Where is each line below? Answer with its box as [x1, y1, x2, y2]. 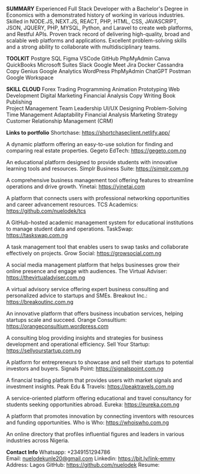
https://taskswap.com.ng [6, 232, 68, 238]
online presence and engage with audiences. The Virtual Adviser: [6, 268, 168, 274]
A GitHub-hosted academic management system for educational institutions [6, 219, 193, 226]
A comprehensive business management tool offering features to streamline [6, 177, 194, 183]
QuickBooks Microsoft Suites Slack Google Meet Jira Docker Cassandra [6, 61, 184, 68]
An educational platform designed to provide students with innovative [6, 159, 178, 165]
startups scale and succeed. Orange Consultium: [6, 316, 127, 323]
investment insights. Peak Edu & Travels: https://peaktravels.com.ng [6, 383, 174, 390]
